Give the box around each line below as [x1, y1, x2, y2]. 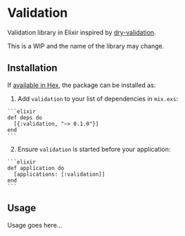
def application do [7, 164, 65, 171]
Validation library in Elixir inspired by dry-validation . [7, 28, 156, 37]
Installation [7, 62, 58, 74]
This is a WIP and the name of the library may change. [7, 41, 165, 50]
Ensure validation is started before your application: [17, 145, 171, 153]
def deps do [7, 114, 42, 121]
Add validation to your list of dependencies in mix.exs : [17, 94, 178, 103]
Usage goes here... [7, 221, 63, 229]
